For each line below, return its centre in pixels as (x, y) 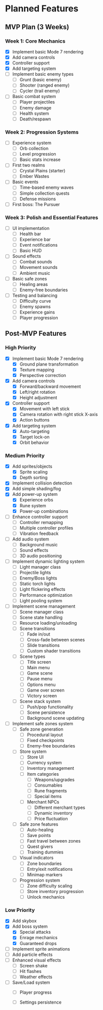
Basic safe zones (30, 278)
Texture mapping (37, 370)
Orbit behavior (34, 442)
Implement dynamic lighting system (48, 561)
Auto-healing (40, 830)
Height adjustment (38, 398)
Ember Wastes (34, 176)
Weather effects (36, 977)
